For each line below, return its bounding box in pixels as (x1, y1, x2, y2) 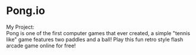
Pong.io (6, 4, 46, 18)
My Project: (6, 23, 34, 30)
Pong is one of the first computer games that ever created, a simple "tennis (6, 29, 191, 36)
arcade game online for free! (6, 42, 76, 49)
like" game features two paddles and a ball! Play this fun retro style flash (6, 36, 184, 43)
